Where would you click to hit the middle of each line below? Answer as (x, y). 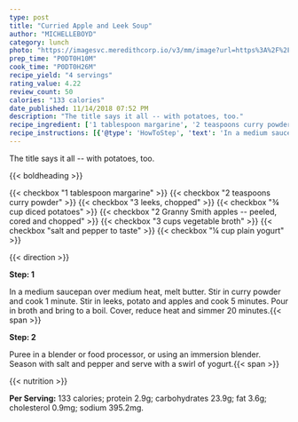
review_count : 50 (41, 92)
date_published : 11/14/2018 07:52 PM (79, 108)
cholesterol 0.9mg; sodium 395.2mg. (77, 407)
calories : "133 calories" (57, 100)
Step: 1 (22, 274)
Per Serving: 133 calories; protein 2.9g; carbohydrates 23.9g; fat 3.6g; (138, 398)
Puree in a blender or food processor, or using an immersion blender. (135, 354)
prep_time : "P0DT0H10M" (53, 59)
